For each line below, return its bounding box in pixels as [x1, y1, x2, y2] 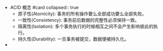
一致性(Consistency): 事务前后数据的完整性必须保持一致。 [17, 17, 139, 23]
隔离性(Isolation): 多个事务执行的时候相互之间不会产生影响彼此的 [17, 23, 154, 29]
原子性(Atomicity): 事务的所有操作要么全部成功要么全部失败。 [17, 11, 147, 17]
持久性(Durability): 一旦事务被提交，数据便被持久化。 [17, 36, 129, 42]
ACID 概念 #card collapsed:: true [10, 5, 79, 10]
